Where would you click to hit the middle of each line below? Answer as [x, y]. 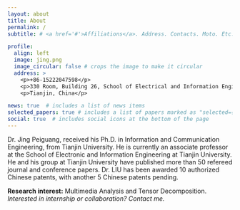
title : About [27, 21]
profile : [20, 47]
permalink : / [27, 27]
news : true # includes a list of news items [76, 106]
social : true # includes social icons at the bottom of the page [108, 119]
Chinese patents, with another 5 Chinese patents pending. [93, 177]
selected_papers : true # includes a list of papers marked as [102, 112]
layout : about [29, 14]
